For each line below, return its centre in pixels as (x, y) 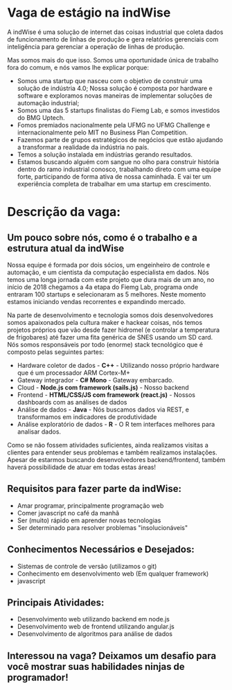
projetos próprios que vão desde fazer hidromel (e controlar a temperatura (114, 330)
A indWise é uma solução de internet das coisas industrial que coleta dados (115, 32)
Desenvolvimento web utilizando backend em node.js (93, 619)
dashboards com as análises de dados (72, 402)
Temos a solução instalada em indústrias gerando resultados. (105, 154)
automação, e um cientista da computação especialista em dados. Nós (108, 272)
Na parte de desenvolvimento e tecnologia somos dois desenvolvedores (110, 315)
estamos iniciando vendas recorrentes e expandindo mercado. (96, 301)
